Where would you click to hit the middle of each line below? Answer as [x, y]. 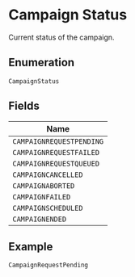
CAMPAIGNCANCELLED [48, 174]
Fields [24, 106]
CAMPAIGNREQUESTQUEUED [56, 164]
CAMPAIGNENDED [40, 219]
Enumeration [42, 63]
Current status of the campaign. [61, 37]
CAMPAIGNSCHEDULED [48, 208]
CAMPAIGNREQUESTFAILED [56, 152]
